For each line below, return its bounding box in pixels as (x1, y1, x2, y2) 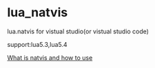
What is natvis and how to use (7, 53, 93, 62)
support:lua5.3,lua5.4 (7, 40, 68, 48)
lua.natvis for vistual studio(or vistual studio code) (7, 27, 149, 35)
